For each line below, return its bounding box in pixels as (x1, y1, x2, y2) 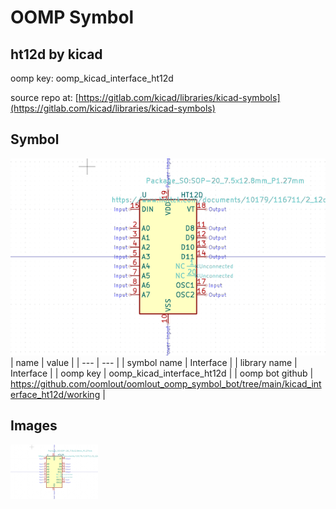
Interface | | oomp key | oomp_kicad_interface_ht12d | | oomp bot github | (10, 367, 314, 379)
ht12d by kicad (10, 46, 103, 63)
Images (10, 417, 58, 435)
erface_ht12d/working (10, 388, 101, 400)
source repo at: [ (10, 92, 79, 103)
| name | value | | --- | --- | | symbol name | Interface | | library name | (10, 356, 298, 368)
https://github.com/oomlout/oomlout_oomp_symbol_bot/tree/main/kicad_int (10, 377, 322, 390)
